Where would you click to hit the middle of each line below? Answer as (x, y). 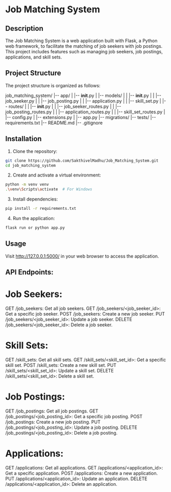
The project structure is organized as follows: (53, 85)
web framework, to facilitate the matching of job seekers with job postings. (84, 46)
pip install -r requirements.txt (41, 209)
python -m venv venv (27, 185)
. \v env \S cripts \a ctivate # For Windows (49, 189)
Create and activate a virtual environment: (57, 175)
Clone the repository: (35, 151)
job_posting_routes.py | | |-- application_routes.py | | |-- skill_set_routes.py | (85, 112)
